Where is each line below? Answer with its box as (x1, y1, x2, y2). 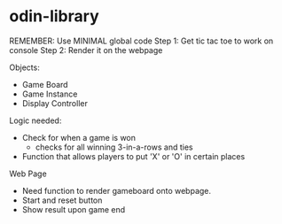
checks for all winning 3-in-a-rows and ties (35, 142, 193, 152)
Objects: (9, 62, 40, 73)
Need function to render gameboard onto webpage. (21, 185, 211, 196)
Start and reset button (21, 195, 103, 205)
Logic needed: (9, 115, 62, 126)
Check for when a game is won (21, 132, 136, 143)
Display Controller (21, 97, 89, 108)
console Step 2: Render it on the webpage (9, 44, 163, 55)
